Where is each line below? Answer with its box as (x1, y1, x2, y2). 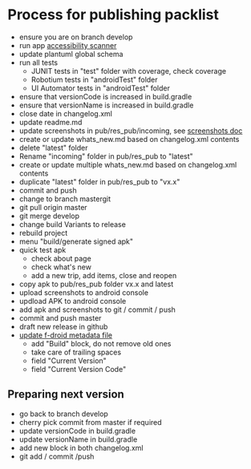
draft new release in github (18, 321, 108, 331)
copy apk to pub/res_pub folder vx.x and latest (18, 279, 174, 289)
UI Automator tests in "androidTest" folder (30, 83, 170, 93)
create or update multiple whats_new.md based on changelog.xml (18, 160, 237, 169)
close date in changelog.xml (18, 108, 113, 118)
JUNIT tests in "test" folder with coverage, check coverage (30, 66, 226, 75)
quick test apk (18, 245, 67, 254)
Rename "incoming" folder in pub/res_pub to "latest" (18, 151, 193, 161)
